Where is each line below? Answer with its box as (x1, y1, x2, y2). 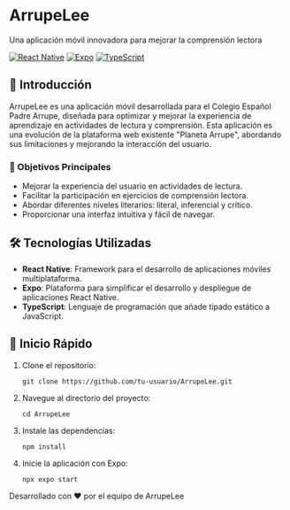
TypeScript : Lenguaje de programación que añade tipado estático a (21, 301, 271, 312)
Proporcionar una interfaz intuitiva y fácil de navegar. (21, 209, 215, 220)
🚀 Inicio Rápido (9, 336, 93, 352)
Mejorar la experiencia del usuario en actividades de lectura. (21, 181, 243, 191)
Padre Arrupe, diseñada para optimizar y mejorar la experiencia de (9, 110, 252, 120)
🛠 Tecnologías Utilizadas (9, 236, 152, 251)
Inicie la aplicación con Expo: (21, 458, 128, 468)
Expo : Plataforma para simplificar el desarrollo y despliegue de (21, 282, 252, 293)
